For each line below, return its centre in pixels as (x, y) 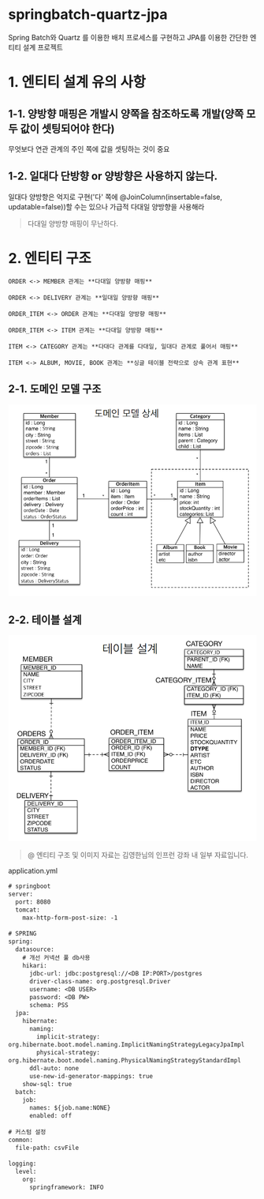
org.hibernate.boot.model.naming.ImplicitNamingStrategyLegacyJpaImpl (126, 1044)
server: (21, 894)
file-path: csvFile (47, 1148)
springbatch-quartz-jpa (88, 15)
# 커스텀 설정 (27, 1132)
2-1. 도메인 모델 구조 (55, 389)
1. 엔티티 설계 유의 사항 (77, 83)
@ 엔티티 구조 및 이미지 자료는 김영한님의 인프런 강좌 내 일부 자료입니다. (138, 855)
